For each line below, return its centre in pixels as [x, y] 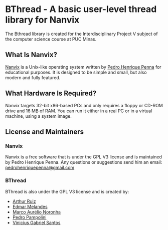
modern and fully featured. [33, 77]
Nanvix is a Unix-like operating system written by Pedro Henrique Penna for [83, 67]
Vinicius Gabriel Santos [37, 222]
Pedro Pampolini [29, 217]
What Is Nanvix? [31, 55]
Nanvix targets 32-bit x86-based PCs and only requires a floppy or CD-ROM [84, 105]
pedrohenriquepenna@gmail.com [40, 168]
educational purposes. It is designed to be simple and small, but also [76, 72]
